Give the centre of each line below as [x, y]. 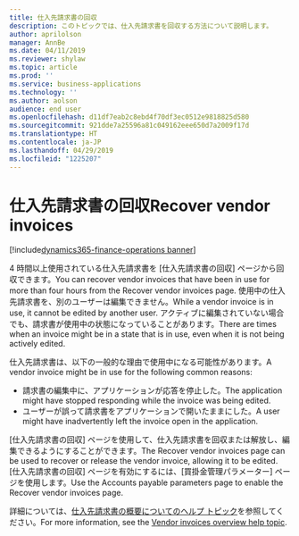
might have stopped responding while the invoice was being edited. [146, 401]
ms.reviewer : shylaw [48, 59]
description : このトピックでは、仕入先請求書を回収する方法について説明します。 [141, 26]
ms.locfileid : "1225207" [55, 159]
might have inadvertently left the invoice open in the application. [140, 422]
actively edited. [37, 344]
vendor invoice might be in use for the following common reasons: [131, 373]
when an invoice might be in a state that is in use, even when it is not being [147, 334]
